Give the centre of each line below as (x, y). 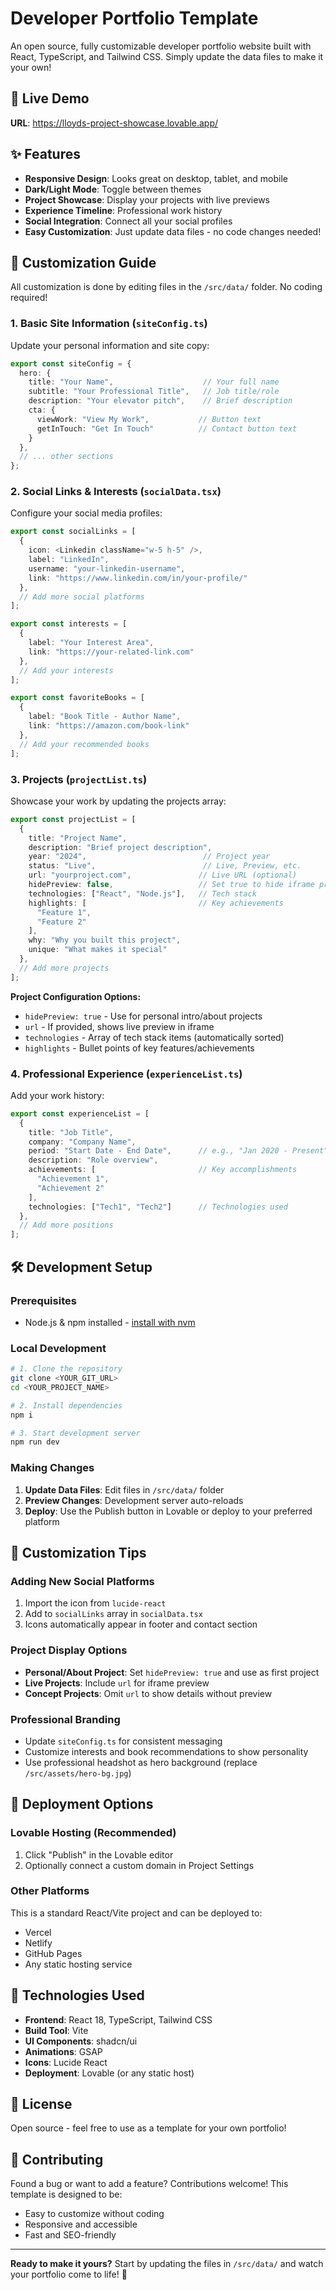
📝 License (41, 2104)
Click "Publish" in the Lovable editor (99, 1854)
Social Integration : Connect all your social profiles (128, 221)
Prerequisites (43, 1300)
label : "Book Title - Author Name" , (105, 717)
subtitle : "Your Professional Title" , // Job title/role (154, 392)
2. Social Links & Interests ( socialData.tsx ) (116, 492)
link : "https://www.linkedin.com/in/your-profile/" (138, 578)
